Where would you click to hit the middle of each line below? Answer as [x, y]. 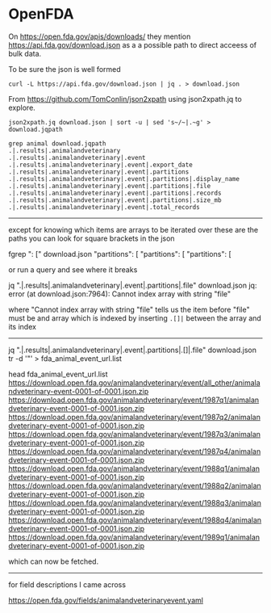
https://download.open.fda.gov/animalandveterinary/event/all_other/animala [134, 382]
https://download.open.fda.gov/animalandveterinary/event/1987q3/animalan [134, 434]
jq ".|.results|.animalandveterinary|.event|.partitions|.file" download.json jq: [133, 285]
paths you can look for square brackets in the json [92, 238]
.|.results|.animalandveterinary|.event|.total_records [104, 207]
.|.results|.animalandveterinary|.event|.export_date [101, 165]
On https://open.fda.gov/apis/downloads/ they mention [100, 36]
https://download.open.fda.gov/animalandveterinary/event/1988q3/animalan [135, 502]
